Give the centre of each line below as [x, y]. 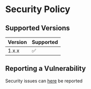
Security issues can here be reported [44, 81]
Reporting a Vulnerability [45, 69]
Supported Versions [37, 28]
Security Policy [38, 9]
